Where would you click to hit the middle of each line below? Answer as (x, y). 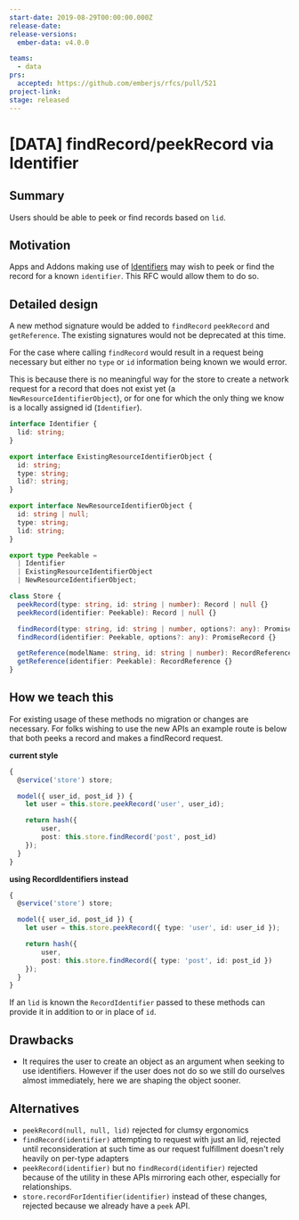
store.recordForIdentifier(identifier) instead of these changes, (145, 1196)
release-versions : (43, 34)
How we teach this (61, 698)
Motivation (40, 245)
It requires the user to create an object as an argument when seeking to (153, 1061)
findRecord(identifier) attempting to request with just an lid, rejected (151, 1139)
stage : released (39, 100)
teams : (21, 59)
